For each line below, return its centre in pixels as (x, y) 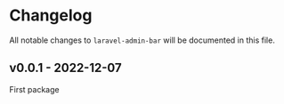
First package (34, 89)
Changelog (51, 16)
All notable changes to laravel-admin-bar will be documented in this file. (142, 40)
